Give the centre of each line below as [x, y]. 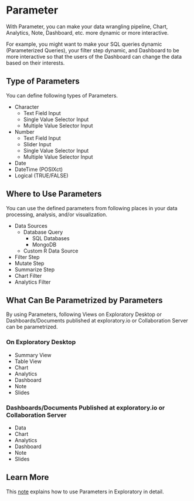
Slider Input [37, 144]
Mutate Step [29, 263]
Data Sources [31, 226]
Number [24, 132]
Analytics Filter [33, 282]
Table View [28, 361]
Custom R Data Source [51, 251]
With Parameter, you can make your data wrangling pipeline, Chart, [87, 26]
